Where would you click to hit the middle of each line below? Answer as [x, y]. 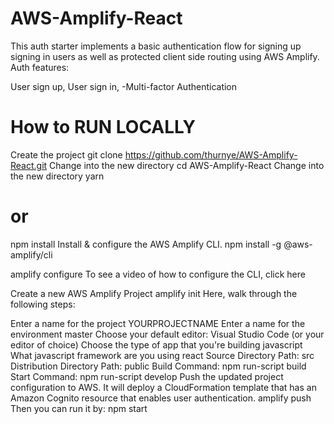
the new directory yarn [57, 176]
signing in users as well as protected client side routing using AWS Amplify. [165, 56]
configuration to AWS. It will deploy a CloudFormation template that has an [163, 387]
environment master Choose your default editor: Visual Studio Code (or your [167, 334]
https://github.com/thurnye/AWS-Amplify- [211, 154]
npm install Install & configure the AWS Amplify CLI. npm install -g [146, 244]
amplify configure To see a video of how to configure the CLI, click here [158, 274]
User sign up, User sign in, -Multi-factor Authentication [124, 86]
